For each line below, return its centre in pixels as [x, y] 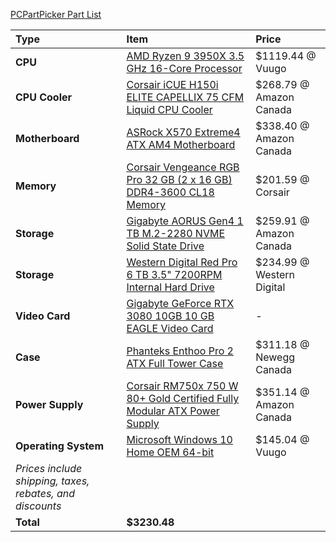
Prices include [49, 468]
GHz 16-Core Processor [184, 68]
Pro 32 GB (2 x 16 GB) [179, 179]
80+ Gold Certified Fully [183, 398]
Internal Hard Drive [170, 287]
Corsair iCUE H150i [172, 84]
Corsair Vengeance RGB [183, 167]
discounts [38, 506]
